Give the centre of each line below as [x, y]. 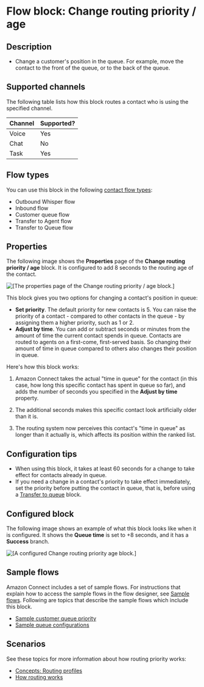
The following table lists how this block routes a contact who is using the [97, 101]
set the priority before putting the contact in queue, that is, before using [105, 488]
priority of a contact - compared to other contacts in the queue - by [100, 316]
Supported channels [46, 87]
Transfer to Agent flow [43, 221]
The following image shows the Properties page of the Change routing [96, 261]
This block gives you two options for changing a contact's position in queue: [102, 298]
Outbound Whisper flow [45, 201]
